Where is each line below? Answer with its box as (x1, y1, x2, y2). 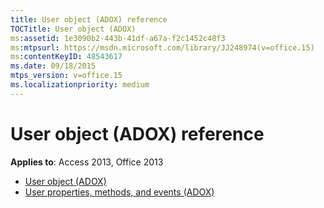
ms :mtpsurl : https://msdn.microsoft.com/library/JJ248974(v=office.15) (10, 42, 315, 53)
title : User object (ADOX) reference (10, 14, 168, 25)
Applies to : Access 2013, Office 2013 (10, 156, 164, 168)
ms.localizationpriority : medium (10, 80, 150, 90)
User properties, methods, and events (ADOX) (24, 186, 215, 198)
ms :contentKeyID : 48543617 (10, 52, 123, 62)
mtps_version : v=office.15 (10, 71, 123, 81)
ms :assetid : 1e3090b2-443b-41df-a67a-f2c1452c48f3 (10, 33, 226, 43)
